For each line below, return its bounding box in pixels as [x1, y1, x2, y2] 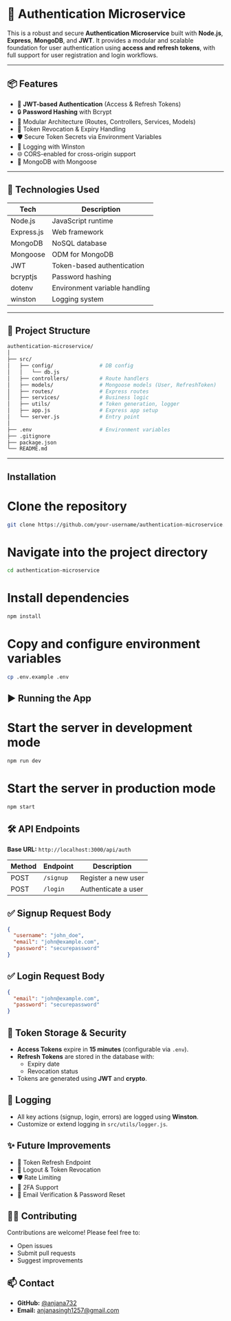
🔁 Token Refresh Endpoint [16, 1158, 91, 1166]
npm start [7, 804, 36, 810]
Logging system [52, 294, 104, 303]
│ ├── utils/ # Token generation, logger [7, 400, 180, 408]
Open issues [16, 1242, 53, 1250]
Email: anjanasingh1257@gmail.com [16, 1307, 120, 1315]
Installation [7, 471, 56, 482]
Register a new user [80, 873, 144, 883]
